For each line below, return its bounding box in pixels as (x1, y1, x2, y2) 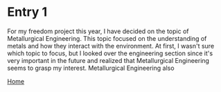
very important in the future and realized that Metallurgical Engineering (7, 56, 210, 64)
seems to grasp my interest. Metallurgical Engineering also (7, 64, 175, 72)
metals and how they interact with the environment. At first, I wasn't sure (7, 42, 215, 50)
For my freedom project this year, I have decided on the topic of (7, 27, 189, 35)
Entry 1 (7, 4, 48, 20)
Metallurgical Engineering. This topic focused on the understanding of (7, 34, 207, 42)
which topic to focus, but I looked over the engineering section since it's (7, 49, 213, 57)
